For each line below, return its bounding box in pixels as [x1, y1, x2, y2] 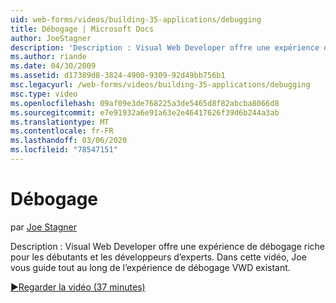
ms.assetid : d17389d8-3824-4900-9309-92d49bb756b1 [10, 71, 226, 81]
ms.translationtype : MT [10, 117, 110, 127]
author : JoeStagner [10, 33, 92, 43]
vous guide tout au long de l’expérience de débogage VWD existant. [10, 261, 291, 273]
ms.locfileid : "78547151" [10, 145, 118, 155]
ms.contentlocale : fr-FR [10, 126, 114, 136]
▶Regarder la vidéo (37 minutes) [10, 281, 146, 293]
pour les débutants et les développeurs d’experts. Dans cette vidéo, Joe [10, 251, 307, 263]
